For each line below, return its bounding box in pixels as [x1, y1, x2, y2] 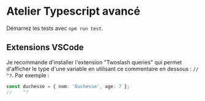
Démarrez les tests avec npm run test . [6, 24, 103, 32]
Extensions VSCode [6, 42, 84, 53]
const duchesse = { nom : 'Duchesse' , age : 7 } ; [6, 83, 130, 89]
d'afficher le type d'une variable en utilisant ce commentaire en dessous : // [6, 65, 199, 72]
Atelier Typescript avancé [6, 4, 141, 18]
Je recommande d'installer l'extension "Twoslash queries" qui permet [6, 58, 182, 65]
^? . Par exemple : [6, 72, 50, 79]
